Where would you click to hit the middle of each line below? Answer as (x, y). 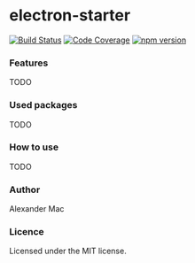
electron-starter (70, 15)
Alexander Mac (37, 209)
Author (25, 190)
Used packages (43, 105)
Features (29, 63)
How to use (34, 147)
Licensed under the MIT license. (68, 251)
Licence (27, 232)
